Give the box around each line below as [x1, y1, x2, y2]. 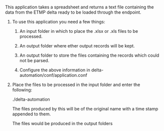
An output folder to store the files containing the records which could [19, 52, 160, 58]
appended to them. [12, 111, 51, 117]
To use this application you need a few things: [12, 19, 106, 24]
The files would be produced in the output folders [12, 121, 113, 126]
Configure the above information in [19, 67, 90, 73]
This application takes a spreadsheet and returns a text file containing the [5, 4, 154, 10]
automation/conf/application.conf [19, 72, 87, 78]
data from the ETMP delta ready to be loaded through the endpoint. [5, 9, 141, 15]
